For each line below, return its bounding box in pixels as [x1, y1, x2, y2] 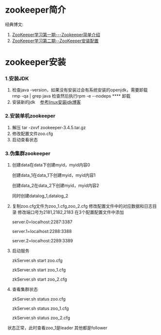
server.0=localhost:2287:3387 [12, 219, 73, 225]
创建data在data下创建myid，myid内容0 [12, 162, 91, 168]
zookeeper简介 [5, 4, 66, 16]
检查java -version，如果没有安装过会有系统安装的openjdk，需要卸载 [12, 87, 148, 93]
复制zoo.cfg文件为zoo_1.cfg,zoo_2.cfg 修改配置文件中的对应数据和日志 [12, 203, 153, 209]
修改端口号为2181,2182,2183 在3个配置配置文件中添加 [17, 209, 124, 215]
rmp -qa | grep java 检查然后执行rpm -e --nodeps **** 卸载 [12, 93, 131, 99]
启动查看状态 [12, 136, 38, 142]
